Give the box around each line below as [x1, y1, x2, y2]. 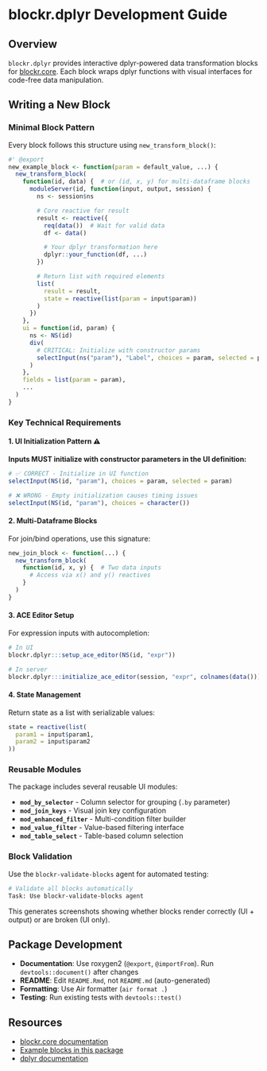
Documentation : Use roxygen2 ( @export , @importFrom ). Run [19, 959, 215, 968]
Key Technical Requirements [8, 417, 122, 428]
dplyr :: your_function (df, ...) [43, 250, 148, 259]
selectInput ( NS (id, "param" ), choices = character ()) [8, 499, 191, 506]
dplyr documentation [19, 1054, 89, 1063]
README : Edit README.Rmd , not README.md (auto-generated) [19, 976, 211, 985]
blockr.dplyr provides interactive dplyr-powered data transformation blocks [8, 58, 258, 68]
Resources [8, 1015, 63, 1029]
